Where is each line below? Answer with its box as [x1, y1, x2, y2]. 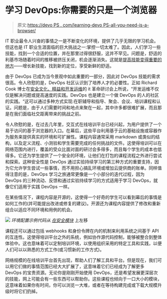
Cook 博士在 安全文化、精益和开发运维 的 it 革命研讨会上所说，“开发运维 [5, 86, 151, 92]
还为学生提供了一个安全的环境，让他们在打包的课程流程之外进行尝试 [22, 152, 162, 158]
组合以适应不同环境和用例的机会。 [5, 206, 75, 212]
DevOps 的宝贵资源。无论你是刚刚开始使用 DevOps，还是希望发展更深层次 [5, 270, 158, 276]
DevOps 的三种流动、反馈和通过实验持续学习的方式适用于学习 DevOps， [5, 177, 154, 183]
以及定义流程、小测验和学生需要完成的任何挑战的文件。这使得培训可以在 [13, 140, 162, 146]
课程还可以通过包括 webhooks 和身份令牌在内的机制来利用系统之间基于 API [5, 228, 159, 234]
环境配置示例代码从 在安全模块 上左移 [11, 217, 88, 223]
